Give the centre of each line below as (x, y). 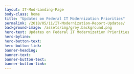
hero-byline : (18, 37)
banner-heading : (21, 50)
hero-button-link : (23, 46)
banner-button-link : (26, 64)
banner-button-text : (26, 59)
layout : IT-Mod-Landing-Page (34, 9)
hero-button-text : (23, 41)
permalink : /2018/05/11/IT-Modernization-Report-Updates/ (65, 23)
